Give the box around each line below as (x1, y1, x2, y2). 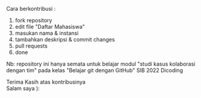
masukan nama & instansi (14, 29, 79, 37)
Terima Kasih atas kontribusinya (6, 78, 86, 85)
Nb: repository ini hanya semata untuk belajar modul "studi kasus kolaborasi (6, 60, 196, 67)
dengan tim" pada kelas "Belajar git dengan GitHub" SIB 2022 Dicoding (6, 67, 183, 74)
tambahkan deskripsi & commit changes (14, 36, 115, 43)
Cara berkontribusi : (6, 5, 56, 12)
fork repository (14, 17, 53, 23)
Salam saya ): (6, 85, 40, 92)
